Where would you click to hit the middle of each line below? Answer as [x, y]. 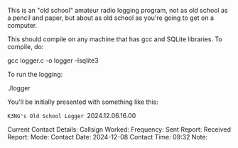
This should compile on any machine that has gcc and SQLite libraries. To [115, 39]
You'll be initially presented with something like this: [83, 102]
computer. [22, 25]
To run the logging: [35, 74]
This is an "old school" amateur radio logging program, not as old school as [118, 10]
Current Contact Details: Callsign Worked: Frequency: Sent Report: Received [119, 129]
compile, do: [26, 47]
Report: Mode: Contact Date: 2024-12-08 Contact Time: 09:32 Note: [108, 137]
